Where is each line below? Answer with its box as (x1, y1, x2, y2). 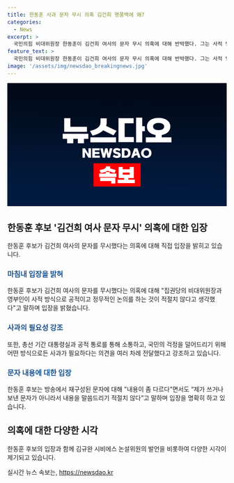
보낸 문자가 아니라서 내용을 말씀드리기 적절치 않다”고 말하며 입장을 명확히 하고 (7, 393, 218, 402)
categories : (7, 18, 42, 26)
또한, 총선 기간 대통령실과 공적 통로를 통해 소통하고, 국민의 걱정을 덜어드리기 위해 (7, 340, 226, 348)
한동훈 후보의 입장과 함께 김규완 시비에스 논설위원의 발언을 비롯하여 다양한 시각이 (7, 444, 227, 452)
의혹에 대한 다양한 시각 (7, 425, 99, 436)
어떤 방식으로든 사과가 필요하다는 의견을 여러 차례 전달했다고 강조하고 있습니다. (7, 349, 221, 357)
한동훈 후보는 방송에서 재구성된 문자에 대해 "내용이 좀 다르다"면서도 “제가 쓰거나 (7, 385, 224, 393)
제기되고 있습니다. (7, 453, 56, 461)
